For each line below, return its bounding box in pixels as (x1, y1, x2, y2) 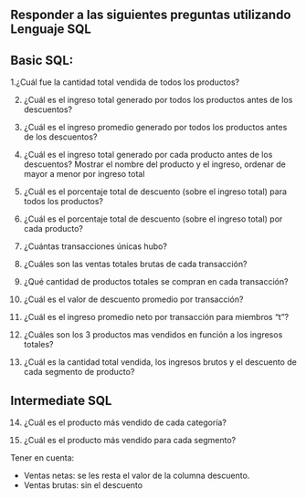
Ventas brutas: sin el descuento (23, 480, 143, 491)
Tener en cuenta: (10, 452, 75, 463)
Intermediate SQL (10, 392, 112, 409)
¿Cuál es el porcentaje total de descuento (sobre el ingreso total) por (23, 213, 283, 224)
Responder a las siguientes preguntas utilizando (10, 7, 291, 23)
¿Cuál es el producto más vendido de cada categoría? (23, 417, 227, 428)
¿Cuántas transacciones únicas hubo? (23, 241, 168, 252)
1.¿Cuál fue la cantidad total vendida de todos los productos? (10, 77, 240, 88)
